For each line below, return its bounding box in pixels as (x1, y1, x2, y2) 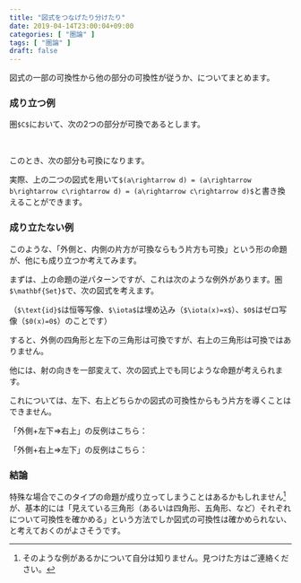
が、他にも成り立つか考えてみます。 (9, 255, 142, 265)
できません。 (9, 405, 56, 417)
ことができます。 (24, 196, 88, 207)
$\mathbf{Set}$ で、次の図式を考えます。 (9, 284, 159, 296)
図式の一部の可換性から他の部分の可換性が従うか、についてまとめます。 (9, 73, 275, 83)
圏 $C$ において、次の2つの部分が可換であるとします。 (9, 118, 206, 130)
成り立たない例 (9, 222, 74, 234)
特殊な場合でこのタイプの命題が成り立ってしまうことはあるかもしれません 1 (9, 490, 287, 502)
